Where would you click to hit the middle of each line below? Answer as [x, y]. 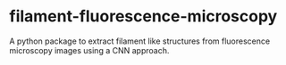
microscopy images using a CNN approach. [89, 50]
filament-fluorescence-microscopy [143, 16]
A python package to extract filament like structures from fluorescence [140, 41]
